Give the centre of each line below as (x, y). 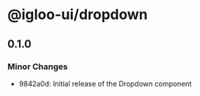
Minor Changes (38, 67)
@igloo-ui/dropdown (77, 15)
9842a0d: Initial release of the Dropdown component (105, 83)
